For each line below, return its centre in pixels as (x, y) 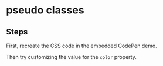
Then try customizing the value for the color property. (71, 57)
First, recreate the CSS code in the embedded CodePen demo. (81, 46)
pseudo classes (45, 10)
